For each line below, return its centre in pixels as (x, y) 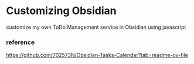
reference (21, 42)
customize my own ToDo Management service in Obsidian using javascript (96, 27)
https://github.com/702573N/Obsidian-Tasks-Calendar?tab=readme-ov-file (97, 55)
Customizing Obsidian (61, 11)
